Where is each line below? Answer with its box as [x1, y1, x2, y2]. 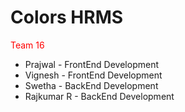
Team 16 [10, 39, 45, 51]
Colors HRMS [10, 6, 124, 29]
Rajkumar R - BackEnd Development [24, 90, 175, 102]
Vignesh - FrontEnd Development [24, 69, 163, 81]
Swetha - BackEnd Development [24, 79, 159, 91]
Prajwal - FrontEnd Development [24, 58, 160, 70]
